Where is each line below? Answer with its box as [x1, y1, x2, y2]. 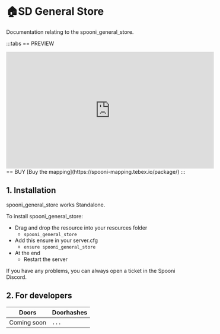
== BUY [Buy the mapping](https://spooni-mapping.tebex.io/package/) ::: [6, 168, 186, 175]
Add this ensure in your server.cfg [14, 237, 98, 244]
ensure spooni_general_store [23, 244, 96, 250]
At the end [14, 249, 40, 256]
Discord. [6, 273, 27, 281]
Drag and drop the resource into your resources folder [14, 224, 148, 231]
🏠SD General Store [6, 5, 104, 18]
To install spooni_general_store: [6, 212, 83, 220]
